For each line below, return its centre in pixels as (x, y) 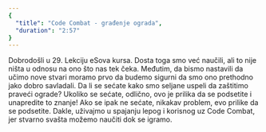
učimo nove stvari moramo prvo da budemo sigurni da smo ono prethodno (131, 77)
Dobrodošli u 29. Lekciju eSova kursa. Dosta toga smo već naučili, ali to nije (133, 60)
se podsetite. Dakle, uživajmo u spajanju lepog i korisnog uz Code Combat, (132, 111)
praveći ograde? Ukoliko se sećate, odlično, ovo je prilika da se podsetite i (130, 94)
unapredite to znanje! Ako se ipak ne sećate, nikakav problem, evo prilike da (133, 103)
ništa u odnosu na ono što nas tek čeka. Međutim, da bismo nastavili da (126, 69)
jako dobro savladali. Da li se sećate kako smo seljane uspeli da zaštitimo (129, 86)
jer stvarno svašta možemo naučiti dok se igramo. (90, 119)
